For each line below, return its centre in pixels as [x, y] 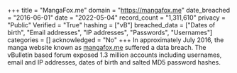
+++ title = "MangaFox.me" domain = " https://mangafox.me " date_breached [119, 10]
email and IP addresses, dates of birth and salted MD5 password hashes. [114, 62]
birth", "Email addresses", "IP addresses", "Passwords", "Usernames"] [110, 32]
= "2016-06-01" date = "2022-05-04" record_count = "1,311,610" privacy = [116, 18]
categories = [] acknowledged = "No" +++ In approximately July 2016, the [116, 40]
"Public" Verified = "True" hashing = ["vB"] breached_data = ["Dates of [111, 25]
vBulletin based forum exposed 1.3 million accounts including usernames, [115, 55]
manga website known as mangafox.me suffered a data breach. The [107, 47]
